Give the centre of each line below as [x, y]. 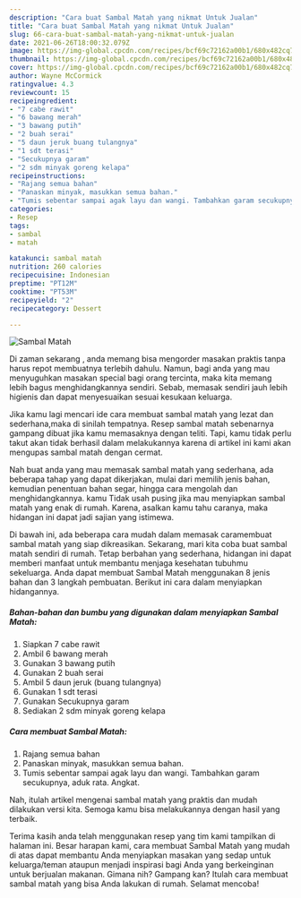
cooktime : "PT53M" [43, 292]
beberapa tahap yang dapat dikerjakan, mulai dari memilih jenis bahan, [140, 479]
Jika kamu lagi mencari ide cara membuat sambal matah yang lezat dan [142, 415]
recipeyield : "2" [42, 300]
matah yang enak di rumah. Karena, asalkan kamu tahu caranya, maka [139, 508]
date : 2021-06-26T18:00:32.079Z [69, 43]
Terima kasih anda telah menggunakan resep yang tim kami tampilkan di [142, 836]
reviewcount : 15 [39, 92]
